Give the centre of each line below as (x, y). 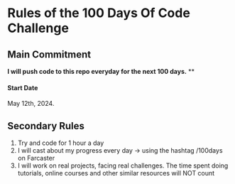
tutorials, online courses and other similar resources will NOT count (116, 173)
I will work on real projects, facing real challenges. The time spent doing (123, 166)
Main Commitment (49, 54)
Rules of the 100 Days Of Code (99, 13)
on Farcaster (36, 158)
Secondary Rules (46, 126)
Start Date (23, 87)
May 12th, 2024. (31, 104)
